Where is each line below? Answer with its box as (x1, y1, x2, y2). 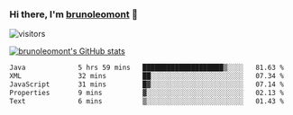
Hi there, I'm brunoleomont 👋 (9, 8, 138, 21)
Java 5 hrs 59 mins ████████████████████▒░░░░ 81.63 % (9, 63, 284, 73)
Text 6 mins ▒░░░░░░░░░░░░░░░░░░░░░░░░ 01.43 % (9, 96, 284, 106)
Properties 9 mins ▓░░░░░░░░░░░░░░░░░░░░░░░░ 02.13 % (9, 88, 284, 97)
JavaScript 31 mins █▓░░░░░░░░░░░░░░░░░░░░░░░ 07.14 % (9, 80, 284, 89)
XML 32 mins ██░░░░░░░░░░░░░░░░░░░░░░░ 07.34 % (9, 72, 284, 81)
